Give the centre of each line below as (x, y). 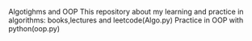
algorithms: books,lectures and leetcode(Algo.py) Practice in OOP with (126, 20)
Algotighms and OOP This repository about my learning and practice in (126, 12)
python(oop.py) (34, 29)
